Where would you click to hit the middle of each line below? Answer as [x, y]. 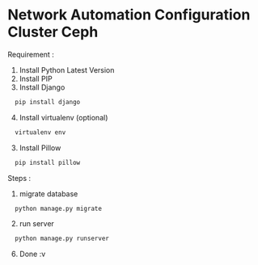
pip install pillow [48, 162]
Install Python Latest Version [67, 69]
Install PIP [36, 78]
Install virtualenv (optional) [63, 117]
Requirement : [31, 54]
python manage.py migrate [59, 208]
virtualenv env [40, 132]
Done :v [32, 254]
